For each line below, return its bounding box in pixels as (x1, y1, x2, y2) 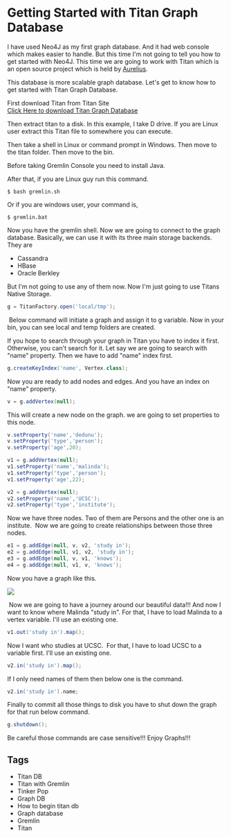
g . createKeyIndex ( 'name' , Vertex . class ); (7, 364, 129, 372)
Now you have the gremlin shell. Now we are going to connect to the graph (7, 225, 221, 234)
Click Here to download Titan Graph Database (7, 106, 138, 114)
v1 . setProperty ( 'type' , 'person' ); (7, 470, 107, 477)
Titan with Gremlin (17, 780, 70, 788)
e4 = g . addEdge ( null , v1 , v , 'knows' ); (7, 561, 122, 568)
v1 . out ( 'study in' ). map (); (7, 628, 85, 635)
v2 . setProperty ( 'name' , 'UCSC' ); (7, 495, 100, 502)
